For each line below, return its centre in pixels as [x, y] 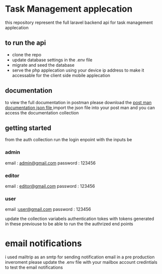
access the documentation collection [42, 112]
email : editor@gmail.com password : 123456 [50, 186]
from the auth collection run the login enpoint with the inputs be [69, 140]
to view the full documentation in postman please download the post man [78, 102]
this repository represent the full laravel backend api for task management [79, 22]
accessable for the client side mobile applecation [61, 75]
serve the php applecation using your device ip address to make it [78, 70]
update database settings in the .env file [52, 60]
